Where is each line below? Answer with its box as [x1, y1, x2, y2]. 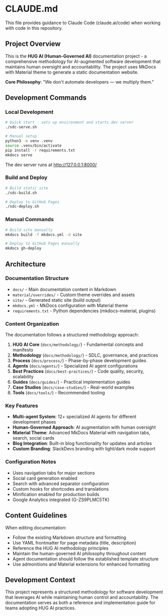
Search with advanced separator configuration [12, 481, 110, 487]
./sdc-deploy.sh [5, 204, 39, 209]
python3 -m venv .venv [5, 139, 53, 144]
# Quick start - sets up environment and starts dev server [5, 120, 134, 125]
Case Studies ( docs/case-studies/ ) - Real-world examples [12, 384, 134, 390]
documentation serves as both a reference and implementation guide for [5, 600, 156, 606]
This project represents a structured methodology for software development [5, 589, 163, 595]
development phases [12, 419, 56, 425]
